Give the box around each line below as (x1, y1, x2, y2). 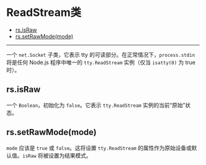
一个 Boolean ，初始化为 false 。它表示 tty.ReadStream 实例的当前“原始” (6, 101, 186, 109)
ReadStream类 (6, 5, 82, 20)
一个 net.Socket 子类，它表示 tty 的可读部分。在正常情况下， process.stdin (6, 51, 195, 58)
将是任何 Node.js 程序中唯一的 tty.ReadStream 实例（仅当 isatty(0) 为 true (6, 59, 196, 66)
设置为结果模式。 (48, 152, 92, 159)
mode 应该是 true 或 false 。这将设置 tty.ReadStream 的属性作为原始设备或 (6, 144, 192, 152)
